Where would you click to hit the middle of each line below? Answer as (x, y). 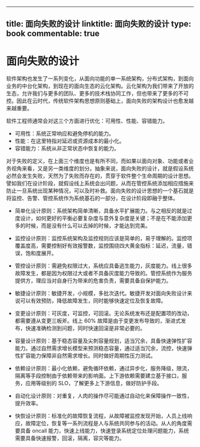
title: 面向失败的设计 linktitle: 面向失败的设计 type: (99, 24)
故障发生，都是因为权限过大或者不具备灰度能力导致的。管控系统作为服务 (103, 273)
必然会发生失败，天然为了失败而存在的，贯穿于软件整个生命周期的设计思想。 (100, 176)
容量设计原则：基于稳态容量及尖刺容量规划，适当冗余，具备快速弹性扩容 (103, 341)
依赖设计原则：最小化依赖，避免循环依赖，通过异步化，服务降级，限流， (103, 369)
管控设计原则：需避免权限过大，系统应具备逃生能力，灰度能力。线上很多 (103, 266)
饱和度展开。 (41, 253)
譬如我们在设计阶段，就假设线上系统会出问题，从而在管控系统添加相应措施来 (100, 183)
